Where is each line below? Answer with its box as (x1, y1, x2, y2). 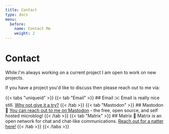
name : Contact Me (14, 26, 51, 31)
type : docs (5, 12, 28, 17)
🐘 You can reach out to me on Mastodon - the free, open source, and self (5, 107, 158, 113)
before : (10, 21, 26, 27)
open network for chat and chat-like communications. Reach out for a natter (5, 118, 164, 124)
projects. (5, 74, 24, 81)
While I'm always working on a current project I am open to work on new (5, 69, 156, 75)
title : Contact (5, 7, 37, 13)
